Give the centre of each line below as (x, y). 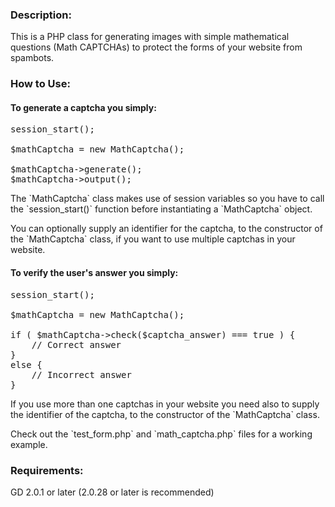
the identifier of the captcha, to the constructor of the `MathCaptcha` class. (165, 414)
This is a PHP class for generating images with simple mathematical (150, 37)
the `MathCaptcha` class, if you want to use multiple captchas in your (153, 239)
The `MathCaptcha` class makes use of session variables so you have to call (167, 199)
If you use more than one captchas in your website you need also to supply (165, 404)
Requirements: (47, 470)
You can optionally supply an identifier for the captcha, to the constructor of (166, 229)
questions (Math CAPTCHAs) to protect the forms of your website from (156, 47)
